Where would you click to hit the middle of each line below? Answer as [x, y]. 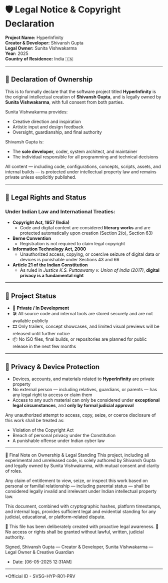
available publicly [30, 321]
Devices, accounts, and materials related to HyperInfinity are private [83, 379]
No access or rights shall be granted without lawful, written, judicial [74, 532]
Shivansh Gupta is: [24, 142]
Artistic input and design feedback [48, 127]
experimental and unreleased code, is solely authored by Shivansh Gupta [80, 461]
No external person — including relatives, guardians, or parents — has [85, 390]
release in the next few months [44, 346]
